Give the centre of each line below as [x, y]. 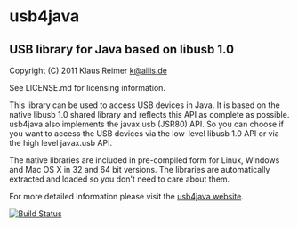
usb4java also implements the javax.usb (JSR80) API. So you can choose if [147, 124]
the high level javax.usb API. [61, 143]
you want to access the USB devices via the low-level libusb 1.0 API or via [144, 134]
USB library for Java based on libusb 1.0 [121, 49]
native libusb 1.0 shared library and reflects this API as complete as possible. [149, 114]
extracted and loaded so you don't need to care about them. [120, 179]
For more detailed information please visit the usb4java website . [127, 196]
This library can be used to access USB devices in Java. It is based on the [145, 105]
